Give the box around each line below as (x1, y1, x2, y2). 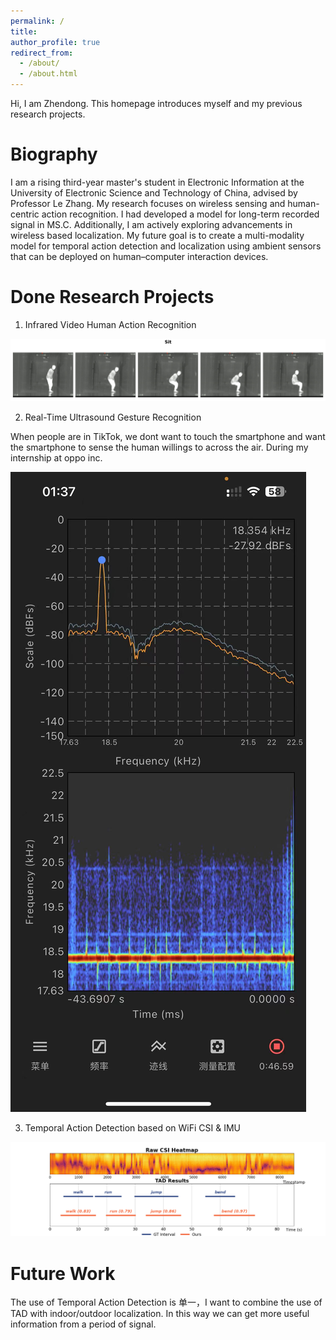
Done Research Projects (10, 286, 215, 309)
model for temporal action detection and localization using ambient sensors (10, 240, 322, 252)
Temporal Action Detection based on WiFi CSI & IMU (24, 1122, 241, 1134)
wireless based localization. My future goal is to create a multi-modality (10, 229, 305, 241)
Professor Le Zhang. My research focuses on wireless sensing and (10, 197, 286, 209)
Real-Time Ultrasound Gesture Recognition (24, 411, 202, 424)
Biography (10, 143, 98, 166)
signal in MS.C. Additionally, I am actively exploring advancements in (10, 218, 293, 230)
